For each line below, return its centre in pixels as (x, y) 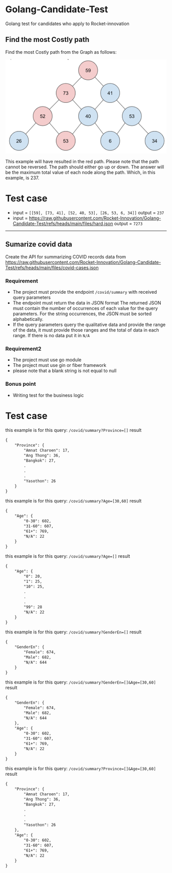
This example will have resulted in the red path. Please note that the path (82, 162)
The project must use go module (47, 360)
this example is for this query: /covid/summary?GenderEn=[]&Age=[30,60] (81, 682)
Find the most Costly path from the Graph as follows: (61, 52)
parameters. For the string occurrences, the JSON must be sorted (82, 314)
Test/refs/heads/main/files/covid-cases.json (52, 268)
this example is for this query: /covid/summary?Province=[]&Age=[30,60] (81, 768)
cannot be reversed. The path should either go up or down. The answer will (85, 167)
